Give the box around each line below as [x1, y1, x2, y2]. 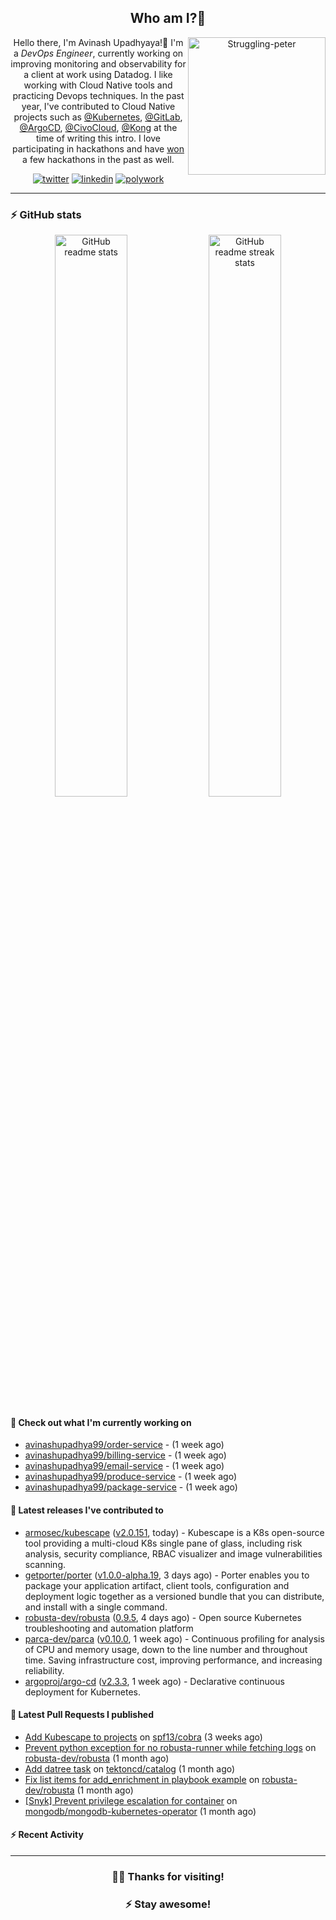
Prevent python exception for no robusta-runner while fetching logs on [24, 1741, 317, 1753]
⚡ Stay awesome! [124, 1897, 212, 1911]
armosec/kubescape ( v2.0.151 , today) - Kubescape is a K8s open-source [24, 1526, 325, 1538]
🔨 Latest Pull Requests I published [10, 1709, 155, 1721]
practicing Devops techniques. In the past [12, 89, 185, 101]
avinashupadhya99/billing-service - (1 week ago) [24, 1449, 227, 1461]
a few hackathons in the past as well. [22, 153, 175, 165]
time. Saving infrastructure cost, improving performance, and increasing [24, 1654, 323, 1666]
